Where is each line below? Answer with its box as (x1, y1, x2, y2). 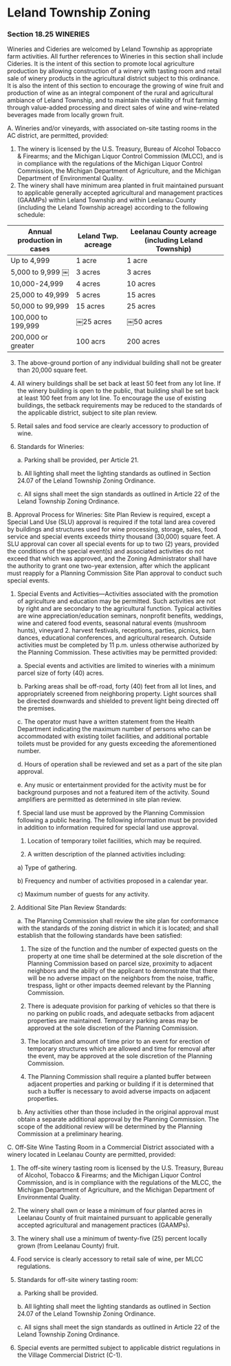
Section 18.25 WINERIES (7, 30, 90, 39)
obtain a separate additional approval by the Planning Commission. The (16, 1115, 219, 1124)
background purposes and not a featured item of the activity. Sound (16, 788, 210, 797)
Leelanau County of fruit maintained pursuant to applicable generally (16, 1214, 212, 1222)
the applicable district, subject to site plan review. (16, 408, 157, 417)
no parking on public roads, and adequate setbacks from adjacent (27, 1009, 214, 1018)
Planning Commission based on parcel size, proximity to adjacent (27, 959, 213, 968)
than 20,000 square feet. (16, 366, 88, 375)
